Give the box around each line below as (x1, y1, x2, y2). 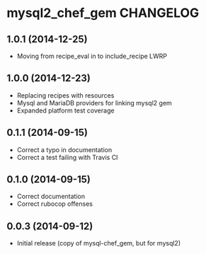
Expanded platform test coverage (16, 106, 115, 115)
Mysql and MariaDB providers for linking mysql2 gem (16, 98, 173, 107)
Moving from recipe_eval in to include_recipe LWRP (16, 52, 168, 60)
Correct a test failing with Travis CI (16, 153, 118, 161)
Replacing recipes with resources (16, 91, 115, 100)
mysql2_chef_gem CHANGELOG (6, 5, 200, 21)
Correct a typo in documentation (16, 145, 113, 154)
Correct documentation (16, 192, 86, 201)
